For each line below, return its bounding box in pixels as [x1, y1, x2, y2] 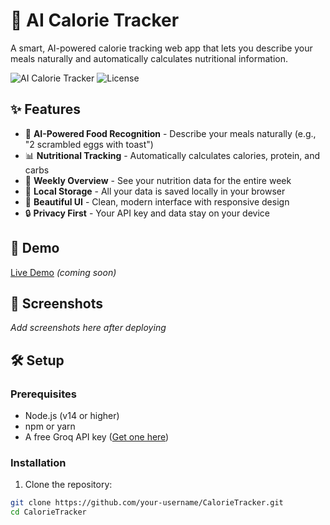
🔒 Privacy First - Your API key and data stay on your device [24, 207, 270, 219]
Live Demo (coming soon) [10, 266, 117, 278]
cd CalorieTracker [10, 507, 87, 518]
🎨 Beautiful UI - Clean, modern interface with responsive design [24, 195, 290, 208]
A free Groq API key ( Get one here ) [24, 431, 170, 443]
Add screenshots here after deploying [10, 322, 167, 334]
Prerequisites [10, 387, 77, 401]
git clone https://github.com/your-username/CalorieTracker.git [10, 498, 284, 508]
